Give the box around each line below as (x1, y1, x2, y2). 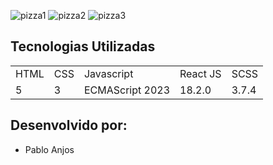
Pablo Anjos (24, 143, 75, 155)
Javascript (83, 66, 134, 80)
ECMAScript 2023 (83, 83, 171, 97)
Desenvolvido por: (10, 117, 128, 134)
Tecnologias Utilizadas (10, 38, 156, 55)
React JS (179, 66, 222, 80)
